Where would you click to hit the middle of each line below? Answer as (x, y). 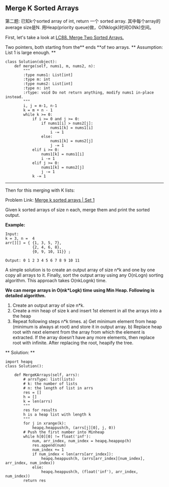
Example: (15, 225)
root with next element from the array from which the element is (78, 332)
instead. (14, 97)
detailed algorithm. (26, 295)
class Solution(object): (31, 62)
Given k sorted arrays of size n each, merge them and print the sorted (77, 210)
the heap (22, 316)
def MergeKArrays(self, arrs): (47, 375)
